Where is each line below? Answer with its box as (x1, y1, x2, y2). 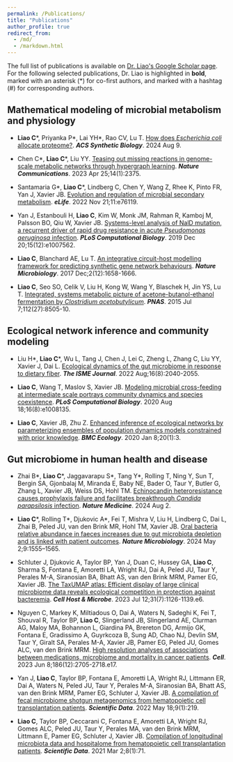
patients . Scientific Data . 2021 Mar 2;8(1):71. (17, 747, 146, 755)
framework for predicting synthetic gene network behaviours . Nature (17, 261, 216, 270)
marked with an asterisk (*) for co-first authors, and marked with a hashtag (7, 77, 223, 84)
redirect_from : (7, 29, 51, 37)
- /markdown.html (13, 43, 64, 49)
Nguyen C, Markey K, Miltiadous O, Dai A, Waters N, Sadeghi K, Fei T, (17, 609, 217, 617)
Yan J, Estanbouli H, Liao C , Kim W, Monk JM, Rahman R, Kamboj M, (17, 211, 214, 220)
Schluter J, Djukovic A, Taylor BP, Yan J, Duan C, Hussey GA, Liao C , (17, 558, 214, 567)
